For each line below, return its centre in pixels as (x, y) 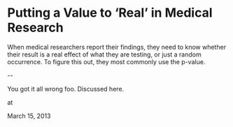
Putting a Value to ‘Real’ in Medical (110, 13)
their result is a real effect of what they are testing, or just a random (104, 54)
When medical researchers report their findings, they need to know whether (116, 47)
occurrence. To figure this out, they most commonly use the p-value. (106, 61)
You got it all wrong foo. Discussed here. (66, 89)
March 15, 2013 (29, 116)
